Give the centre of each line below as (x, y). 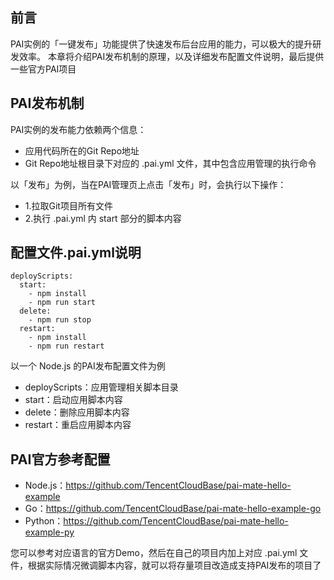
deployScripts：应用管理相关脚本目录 (101, 387)
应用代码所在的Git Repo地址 (82, 150)
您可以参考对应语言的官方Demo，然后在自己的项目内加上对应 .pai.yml (154, 553)
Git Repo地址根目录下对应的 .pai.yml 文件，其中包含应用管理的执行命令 (170, 163)
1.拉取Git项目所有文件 (68, 205)
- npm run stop (60, 320)
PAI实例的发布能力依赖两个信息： (78, 129)
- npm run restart (66, 346)
